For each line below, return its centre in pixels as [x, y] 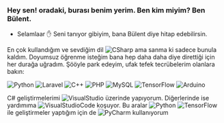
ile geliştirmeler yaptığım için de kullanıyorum [88, 113]
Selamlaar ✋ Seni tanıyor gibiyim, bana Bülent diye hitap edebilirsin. [112, 34]
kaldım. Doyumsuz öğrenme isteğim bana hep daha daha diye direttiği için [111, 57]
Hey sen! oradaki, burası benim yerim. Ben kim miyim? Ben [106, 10]
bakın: [16, 72]
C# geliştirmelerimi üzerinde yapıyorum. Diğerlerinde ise [108, 98]
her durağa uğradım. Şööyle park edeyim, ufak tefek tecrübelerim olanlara [111, 64]
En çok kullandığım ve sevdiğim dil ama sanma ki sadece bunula [112, 50]
